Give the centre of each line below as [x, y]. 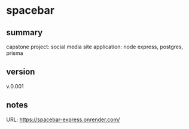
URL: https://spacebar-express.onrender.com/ [63, 119]
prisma [15, 53]
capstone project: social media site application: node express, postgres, [95, 47]
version [21, 72]
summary [25, 33]
